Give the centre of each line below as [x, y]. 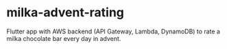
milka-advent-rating [65, 13]
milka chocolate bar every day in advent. [64, 38]
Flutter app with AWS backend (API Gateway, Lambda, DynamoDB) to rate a [113, 31]
